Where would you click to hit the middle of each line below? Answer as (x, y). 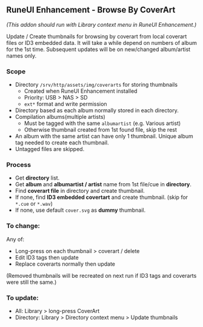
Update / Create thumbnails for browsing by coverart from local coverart (97, 36)
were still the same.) (32, 282)
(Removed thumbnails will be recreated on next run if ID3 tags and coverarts (101, 275)
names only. (22, 56)
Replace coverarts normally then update (65, 264)
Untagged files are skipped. (50, 149)
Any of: (15, 239)
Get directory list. (37, 178)
